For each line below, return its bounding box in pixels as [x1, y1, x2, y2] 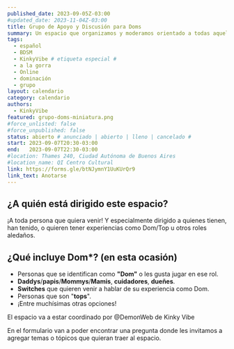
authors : [7, 101, 33, 108]
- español [13, 42, 42, 49]
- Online [13, 68, 39, 75]
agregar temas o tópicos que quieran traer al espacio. [7, 334, 162, 342]
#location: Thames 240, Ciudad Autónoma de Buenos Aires [7, 153, 176, 160]
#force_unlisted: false [7, 120, 77, 127]
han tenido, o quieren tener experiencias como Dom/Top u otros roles [7, 224, 207, 232]
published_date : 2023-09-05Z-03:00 [7, 10, 111, 17]
